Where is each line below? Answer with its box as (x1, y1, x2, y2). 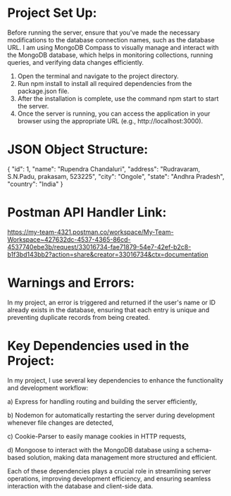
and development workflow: (7, 383, 89, 392)
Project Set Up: (7, 5, 97, 21)
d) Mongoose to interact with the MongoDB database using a (7, 445, 185, 454)
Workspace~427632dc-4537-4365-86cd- (7, 235, 132, 244)
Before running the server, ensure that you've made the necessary (7, 28, 201, 37)
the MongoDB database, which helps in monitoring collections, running (7, 51, 213, 59)
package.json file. (17, 87, 70, 95)
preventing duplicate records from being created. (7, 313, 150, 321)
